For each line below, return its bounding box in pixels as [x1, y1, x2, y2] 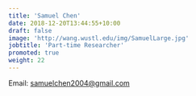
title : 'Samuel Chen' [8, 11, 81, 20]
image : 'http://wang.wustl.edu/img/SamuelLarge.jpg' [8, 34, 190, 42]
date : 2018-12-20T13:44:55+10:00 [8, 19, 121, 27]
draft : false [8, 26, 52, 34]
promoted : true [8, 49, 60, 57]
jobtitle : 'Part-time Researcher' [8, 42, 125, 50]
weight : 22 [8, 57, 45, 65]
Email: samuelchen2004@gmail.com [8, 78, 131, 88]
